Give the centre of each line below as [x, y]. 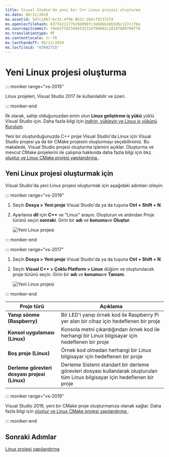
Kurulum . [15, 126]
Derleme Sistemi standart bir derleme [105, 365]
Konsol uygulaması [31, 332]
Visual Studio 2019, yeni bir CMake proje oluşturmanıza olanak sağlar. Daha [83, 406]
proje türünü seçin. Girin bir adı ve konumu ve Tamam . [69, 274]
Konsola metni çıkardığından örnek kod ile [110, 329]
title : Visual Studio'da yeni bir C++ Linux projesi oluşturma [73, 10]
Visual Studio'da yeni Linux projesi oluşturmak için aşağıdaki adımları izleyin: [84, 186]
